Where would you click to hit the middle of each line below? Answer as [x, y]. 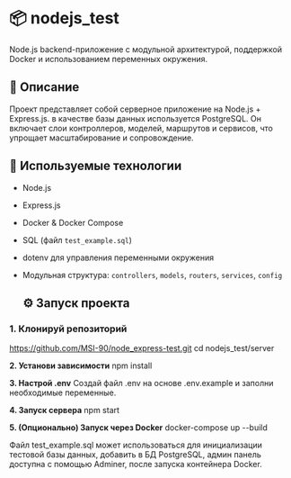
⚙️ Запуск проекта [76, 303]
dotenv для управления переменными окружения [118, 257]
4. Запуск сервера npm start [64, 410]
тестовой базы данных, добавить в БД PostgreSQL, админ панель [136, 455]
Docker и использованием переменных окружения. [109, 59]
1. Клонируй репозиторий [68, 329]
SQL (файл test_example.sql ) [77, 239]
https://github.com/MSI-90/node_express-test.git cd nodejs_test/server [142, 348]
